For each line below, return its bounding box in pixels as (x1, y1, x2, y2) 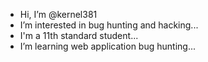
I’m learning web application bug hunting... (19, 40, 196, 52)
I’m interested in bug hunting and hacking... (19, 19, 199, 31)
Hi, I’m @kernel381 (19, 9, 98, 20)
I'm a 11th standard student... (19, 30, 139, 41)
